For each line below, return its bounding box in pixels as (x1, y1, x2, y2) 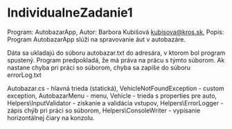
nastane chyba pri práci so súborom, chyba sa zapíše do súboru (7, 63, 191, 71)
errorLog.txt (7, 71, 42, 79)
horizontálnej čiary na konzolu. (7, 113, 95, 122)
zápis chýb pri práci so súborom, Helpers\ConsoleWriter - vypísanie (7, 106, 201, 114)
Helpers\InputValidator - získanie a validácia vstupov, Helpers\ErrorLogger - (7, 98, 224, 107)
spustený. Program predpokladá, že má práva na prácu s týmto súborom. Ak (7, 55, 225, 64)
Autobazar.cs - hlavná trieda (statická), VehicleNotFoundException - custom (7, 84, 225, 92)
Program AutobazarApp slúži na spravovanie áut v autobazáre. (7, 35, 186, 43)
